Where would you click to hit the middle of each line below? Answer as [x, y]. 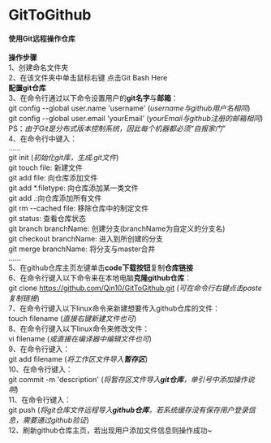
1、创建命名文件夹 [39, 67]
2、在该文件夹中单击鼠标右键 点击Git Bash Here [88, 77]
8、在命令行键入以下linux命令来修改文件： [79, 328]
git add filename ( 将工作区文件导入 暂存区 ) [78, 358]
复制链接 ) [24, 298]
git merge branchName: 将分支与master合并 [82, 249]
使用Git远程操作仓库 [42, 38]
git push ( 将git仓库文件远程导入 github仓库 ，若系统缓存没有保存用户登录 [129, 410]
